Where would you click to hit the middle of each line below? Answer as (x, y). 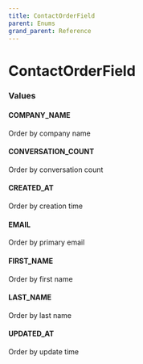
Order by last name (40, 315)
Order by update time (44, 351)
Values (22, 96)
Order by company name (49, 133)
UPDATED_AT (31, 334)
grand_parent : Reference (50, 31)
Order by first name (41, 278)
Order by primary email (47, 242)
